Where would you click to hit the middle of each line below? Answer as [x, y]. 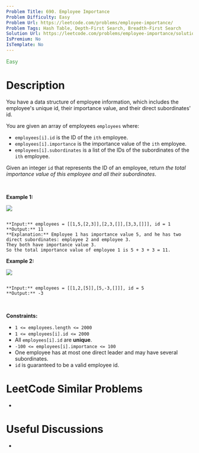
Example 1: [20, 197]
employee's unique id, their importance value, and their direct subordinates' [99, 108]
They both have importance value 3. [51, 245]
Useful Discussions [55, 429]
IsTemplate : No [25, 45]
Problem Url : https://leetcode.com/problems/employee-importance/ [90, 23]
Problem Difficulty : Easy [38, 17]
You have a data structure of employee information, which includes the [92, 102]
